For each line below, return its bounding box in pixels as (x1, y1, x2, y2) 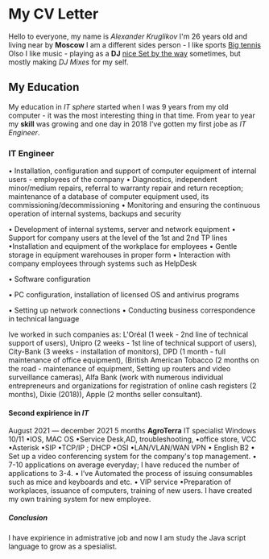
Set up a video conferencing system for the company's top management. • (8, 452, 257, 462)
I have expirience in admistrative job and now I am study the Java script (8, 533, 246, 543)
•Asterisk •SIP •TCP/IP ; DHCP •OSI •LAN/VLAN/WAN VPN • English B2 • (8, 443, 255, 453)
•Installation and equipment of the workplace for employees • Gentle (8, 242, 238, 251)
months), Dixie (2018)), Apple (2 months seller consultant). (8, 390, 203, 400)
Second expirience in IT (8, 408, 89, 417)
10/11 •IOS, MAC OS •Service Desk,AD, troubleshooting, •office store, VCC (8, 434, 257, 444)
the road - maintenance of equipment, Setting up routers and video (8, 364, 231, 374)
